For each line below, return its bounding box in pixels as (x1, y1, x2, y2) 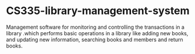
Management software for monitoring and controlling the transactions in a (6, 23, 185, 31)
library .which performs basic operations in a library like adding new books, (6, 29, 189, 36)
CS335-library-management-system (6, 4, 190, 18)
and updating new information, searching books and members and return (6, 36, 183, 43)
